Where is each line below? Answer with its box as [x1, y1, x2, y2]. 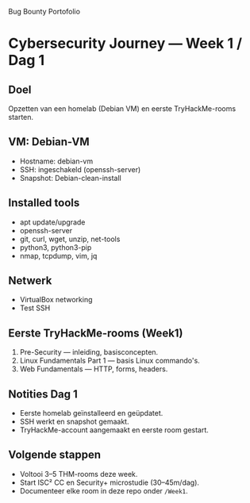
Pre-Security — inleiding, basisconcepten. [19, 347, 159, 357]
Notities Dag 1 [8, 387, 78, 401]
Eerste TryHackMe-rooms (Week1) [8, 326, 183, 340]
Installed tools [8, 196, 80, 209]
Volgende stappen [8, 448, 102, 462]
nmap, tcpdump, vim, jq [19, 251, 98, 260]
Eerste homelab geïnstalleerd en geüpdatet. [19, 409, 163, 418]
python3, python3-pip [19, 242, 92, 252]
